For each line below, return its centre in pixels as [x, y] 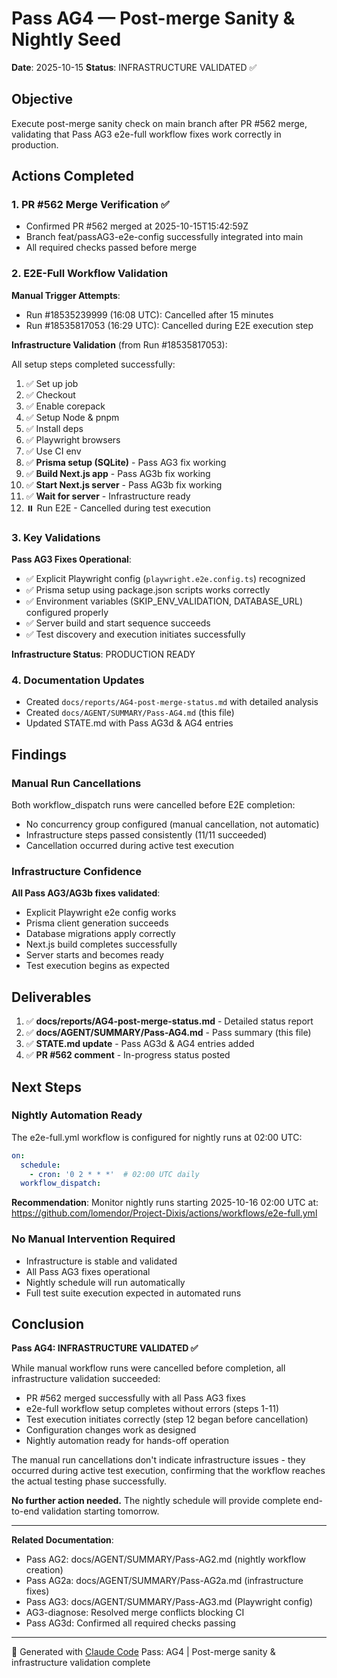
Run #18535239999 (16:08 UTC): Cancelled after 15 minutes [149, 314]
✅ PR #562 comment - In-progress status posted [128, 1055]
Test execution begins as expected [97, 966]
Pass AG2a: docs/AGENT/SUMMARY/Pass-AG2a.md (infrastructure [164, 1581]
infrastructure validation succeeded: [86, 1379]
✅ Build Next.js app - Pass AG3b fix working [118, 473]
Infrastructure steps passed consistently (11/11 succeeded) [146, 835]
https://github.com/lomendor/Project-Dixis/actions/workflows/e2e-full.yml [164, 1213]
